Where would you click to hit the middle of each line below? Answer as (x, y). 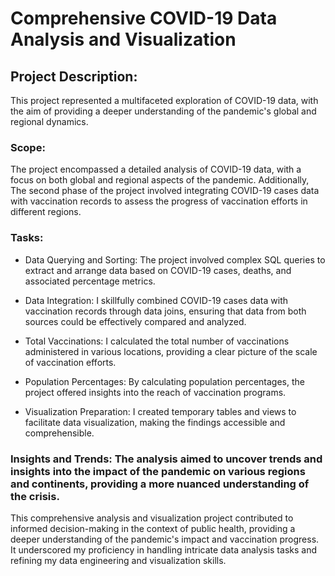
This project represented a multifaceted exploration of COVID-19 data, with (164, 100)
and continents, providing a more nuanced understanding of (160, 484)
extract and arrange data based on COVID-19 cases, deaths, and (158, 270)
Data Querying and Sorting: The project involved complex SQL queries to (175, 259)
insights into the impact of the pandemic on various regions (158, 471)
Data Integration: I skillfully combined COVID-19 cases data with (156, 300)
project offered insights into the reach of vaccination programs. (155, 392)
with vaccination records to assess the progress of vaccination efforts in (159, 201)
